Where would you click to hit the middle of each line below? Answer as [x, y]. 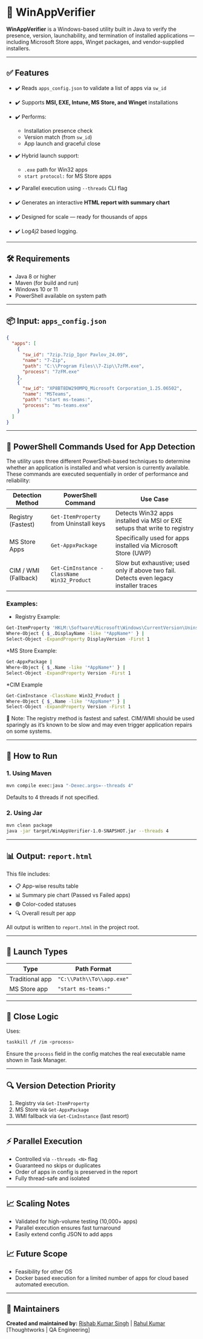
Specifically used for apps [152, 538]
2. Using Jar [24, 813]
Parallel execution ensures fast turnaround [68, 1228]
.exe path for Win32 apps [56, 169]
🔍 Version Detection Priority [61, 1086]
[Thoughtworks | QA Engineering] [48, 1330]
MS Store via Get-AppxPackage [52, 1110]
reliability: [18, 480]
